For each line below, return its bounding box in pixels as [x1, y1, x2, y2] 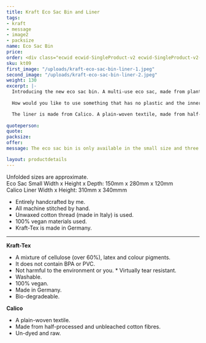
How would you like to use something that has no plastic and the [12, 100, 185, 106]
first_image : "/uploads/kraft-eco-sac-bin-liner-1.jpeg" [6, 66, 155, 72]
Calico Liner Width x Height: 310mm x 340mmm [6, 186, 128, 194]
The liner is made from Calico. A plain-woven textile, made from [12, 111, 185, 117]
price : [6, 49, 23, 55]
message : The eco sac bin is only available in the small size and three [6, 145, 199, 151]
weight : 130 [6, 77, 37, 83]
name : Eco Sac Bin [6, 43, 53, 50]
